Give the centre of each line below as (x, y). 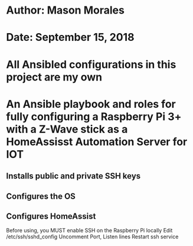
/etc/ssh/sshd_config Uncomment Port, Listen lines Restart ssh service (92, 237)
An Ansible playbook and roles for (91, 104)
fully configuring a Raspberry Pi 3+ (94, 116)
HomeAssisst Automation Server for (97, 142)
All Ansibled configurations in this (91, 64)
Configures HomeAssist (51, 216)
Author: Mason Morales (66, 10)
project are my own (54, 77)
